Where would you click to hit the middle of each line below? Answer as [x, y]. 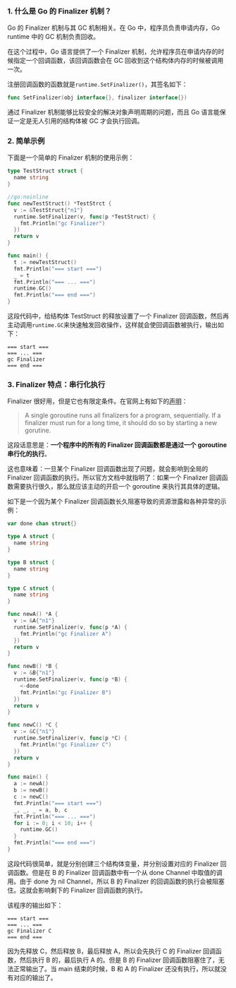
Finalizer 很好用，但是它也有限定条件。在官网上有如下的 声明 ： [98, 401]
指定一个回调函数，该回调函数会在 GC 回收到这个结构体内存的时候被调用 [118, 61]
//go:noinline [28, 197]
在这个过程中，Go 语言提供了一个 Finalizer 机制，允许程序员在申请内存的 [113, 52]
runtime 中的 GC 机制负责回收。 [54, 37]
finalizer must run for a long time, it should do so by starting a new [120, 423]
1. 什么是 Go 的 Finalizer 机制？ [60, 11]
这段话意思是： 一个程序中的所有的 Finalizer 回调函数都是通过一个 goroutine [117, 445]
